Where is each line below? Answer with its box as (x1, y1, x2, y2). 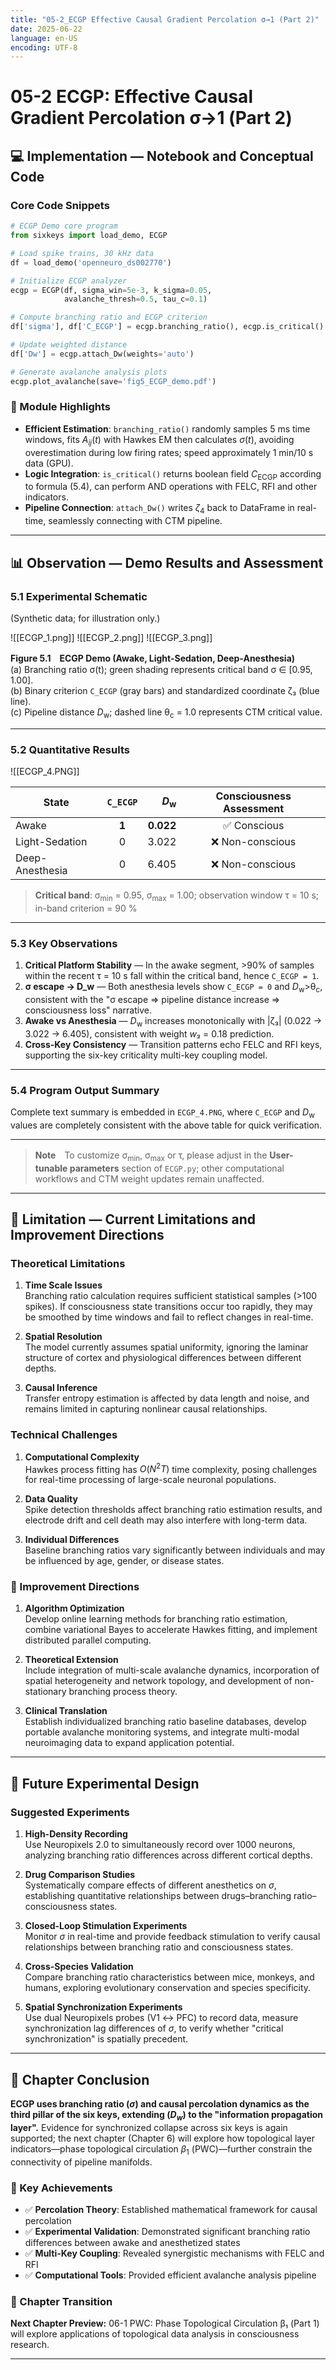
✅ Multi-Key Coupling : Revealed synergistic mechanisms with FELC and (24, 2247, 325, 2259)
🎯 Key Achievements (10, 2181, 113, 2195)
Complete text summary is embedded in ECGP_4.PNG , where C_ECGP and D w (10, 1106, 315, 1120)
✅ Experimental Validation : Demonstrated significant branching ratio (24, 2225, 311, 2237)
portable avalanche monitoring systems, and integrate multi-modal (24, 1726, 300, 1738)
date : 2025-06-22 (10, 24, 83, 34)
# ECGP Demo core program (10, 221, 118, 231)
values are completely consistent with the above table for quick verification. (10, 1119, 323, 1131)
